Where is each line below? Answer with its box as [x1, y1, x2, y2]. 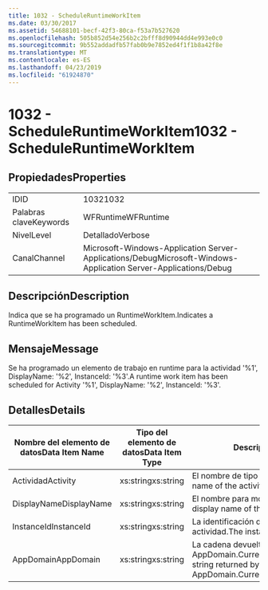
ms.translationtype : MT [8, 49, 88, 57]
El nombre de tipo [191, 470, 258, 482]
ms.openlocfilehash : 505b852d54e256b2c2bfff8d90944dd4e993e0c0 [8, 33, 223, 42]
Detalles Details [8, 403, 86, 417]
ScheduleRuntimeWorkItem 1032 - [8, 122, 238, 140]
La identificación [191, 516, 254, 527]
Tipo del [136, 427, 168, 439]
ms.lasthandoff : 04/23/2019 [8, 64, 102, 72]
